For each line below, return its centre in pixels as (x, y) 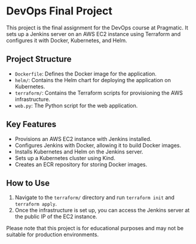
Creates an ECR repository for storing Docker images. (81, 164)
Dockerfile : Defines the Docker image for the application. (86, 74)
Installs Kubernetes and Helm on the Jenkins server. (79, 152)
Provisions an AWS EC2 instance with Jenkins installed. (83, 138)
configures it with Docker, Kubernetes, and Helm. (67, 40)
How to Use (28, 183)
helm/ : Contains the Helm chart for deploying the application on (93, 80)
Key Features (31, 124)
